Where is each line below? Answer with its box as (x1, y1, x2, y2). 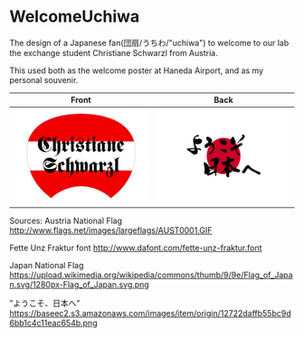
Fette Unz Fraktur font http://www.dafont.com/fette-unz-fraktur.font (9, 242, 262, 253)
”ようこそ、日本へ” (9, 297, 81, 308)
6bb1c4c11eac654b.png (9, 317, 98, 328)
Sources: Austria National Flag (9, 215, 123, 226)
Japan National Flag (9, 259, 84, 270)
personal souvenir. (9, 74, 79, 85)
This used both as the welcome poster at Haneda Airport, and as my (9, 65, 264, 76)
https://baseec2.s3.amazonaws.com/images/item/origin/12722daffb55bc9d (9, 307, 291, 318)
